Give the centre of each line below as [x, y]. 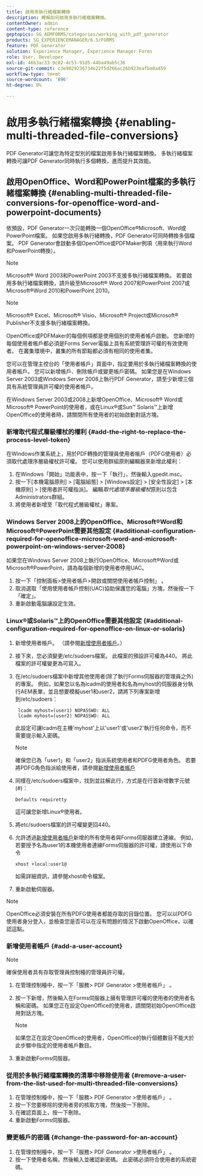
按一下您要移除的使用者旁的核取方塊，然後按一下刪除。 [84, 1105]
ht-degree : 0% [24, 86]
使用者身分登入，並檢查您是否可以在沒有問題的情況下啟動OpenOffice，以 [97, 921]
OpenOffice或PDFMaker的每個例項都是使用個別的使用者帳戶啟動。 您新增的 [101, 336]
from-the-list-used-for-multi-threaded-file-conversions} [92, 1083]
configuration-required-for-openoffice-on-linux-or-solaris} [96, 629]
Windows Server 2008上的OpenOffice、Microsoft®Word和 [95, 521]
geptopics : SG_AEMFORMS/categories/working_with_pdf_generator [88, 35]
